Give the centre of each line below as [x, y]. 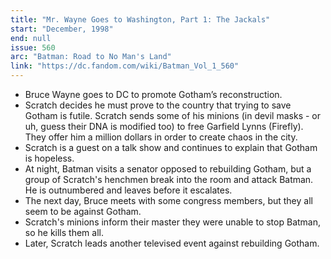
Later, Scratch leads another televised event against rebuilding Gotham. [172, 243]
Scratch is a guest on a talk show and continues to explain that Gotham [171, 147]
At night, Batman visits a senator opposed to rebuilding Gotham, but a [168, 169]
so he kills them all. [64, 232]
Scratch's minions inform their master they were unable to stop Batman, [173, 222]
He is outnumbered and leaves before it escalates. [128, 190]
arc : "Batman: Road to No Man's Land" [91, 57]
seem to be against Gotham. [83, 211]
